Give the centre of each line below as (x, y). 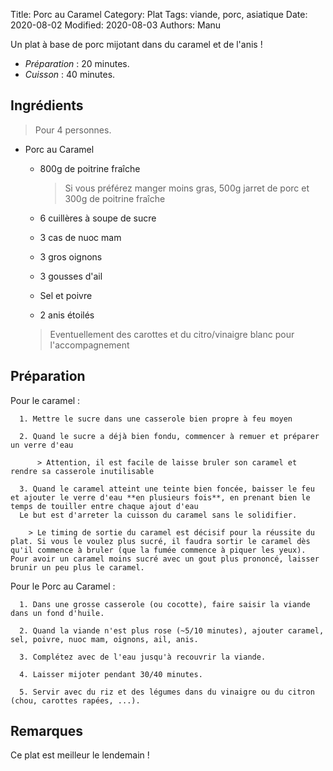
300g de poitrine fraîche (115, 198)
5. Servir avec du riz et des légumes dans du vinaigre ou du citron (167, 692)
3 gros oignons (71, 256)
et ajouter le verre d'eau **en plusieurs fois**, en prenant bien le (160, 497)
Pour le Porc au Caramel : (63, 586)
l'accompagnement (89, 345)
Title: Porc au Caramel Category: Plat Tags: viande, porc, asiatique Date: (159, 14)
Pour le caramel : (45, 400)
